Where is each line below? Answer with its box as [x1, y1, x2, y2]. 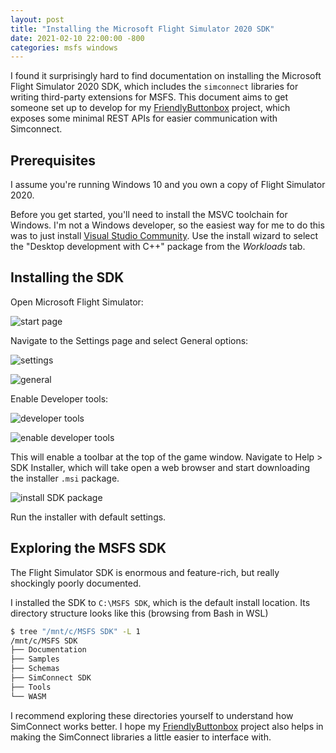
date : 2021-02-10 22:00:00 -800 [10, 33, 145, 43]
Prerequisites [10, 152, 96, 169]
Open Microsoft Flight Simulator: [10, 296, 144, 308]
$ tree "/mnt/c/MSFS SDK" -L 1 [10, 626, 141, 636]
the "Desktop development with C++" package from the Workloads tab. [10, 241, 306, 253]
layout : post [10, 14, 65, 25]
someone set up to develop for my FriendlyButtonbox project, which [10, 102, 291, 114]
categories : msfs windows [10, 42, 118, 53]
